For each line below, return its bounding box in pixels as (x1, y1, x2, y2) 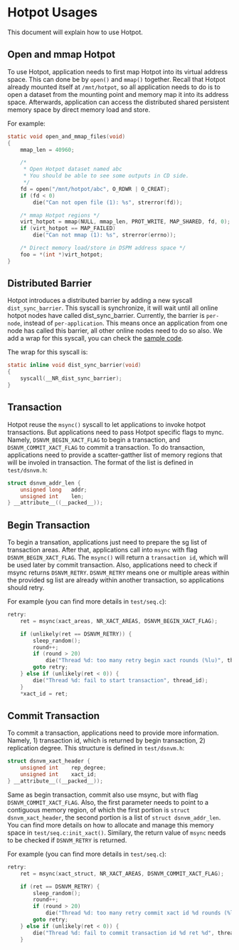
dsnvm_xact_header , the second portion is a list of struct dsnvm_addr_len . (7, 813, 221, 822)
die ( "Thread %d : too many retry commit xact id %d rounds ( (45, 909, 228, 917)
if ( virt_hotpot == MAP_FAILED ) (20, 225, 116, 232)
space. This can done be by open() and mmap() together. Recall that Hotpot (7, 75, 225, 83)
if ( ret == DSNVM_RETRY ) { (20, 883, 100, 890)
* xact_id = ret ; (20, 690, 69, 697)
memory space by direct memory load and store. (7, 105, 151, 114)
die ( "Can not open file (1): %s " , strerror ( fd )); (33, 199, 183, 206)
